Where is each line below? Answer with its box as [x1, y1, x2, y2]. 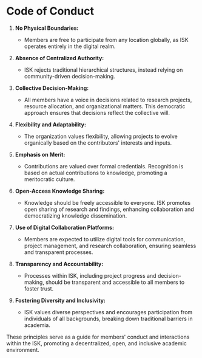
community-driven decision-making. [24, 72, 115, 80]
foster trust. [24, 284, 54, 292]
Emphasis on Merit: [15, 151, 66, 158]
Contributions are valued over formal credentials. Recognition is [24, 162, 184, 170]
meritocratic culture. [24, 175, 75, 183]
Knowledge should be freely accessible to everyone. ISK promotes [24, 199, 191, 206]
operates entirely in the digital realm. [24, 43, 116, 50]
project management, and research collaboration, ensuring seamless [24, 242, 197, 249]
